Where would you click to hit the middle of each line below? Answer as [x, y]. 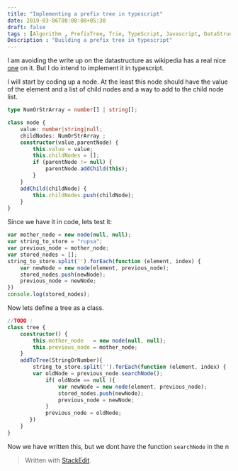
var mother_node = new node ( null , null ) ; [69, 235]
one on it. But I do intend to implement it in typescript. [86, 68]
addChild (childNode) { [53, 189]
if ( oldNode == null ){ [80, 380]
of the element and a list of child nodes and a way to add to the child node [116, 89]
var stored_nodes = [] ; [42, 255]
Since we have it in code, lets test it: [60, 222]
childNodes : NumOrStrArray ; [63, 135]
